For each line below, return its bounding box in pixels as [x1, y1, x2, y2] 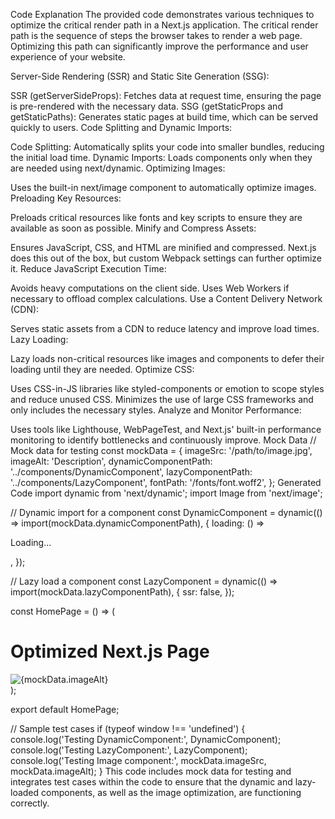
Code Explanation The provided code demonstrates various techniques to [10, 9, 315, 20]
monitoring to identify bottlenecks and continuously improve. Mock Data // [10, 434, 317, 446]
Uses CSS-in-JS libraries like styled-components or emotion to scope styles [10, 383, 325, 394]
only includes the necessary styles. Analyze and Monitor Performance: [10, 404, 302, 416]
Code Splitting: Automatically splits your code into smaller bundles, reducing [10, 141, 325, 153]
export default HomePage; [10, 703, 120, 715]
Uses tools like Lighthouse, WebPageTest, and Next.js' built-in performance [10, 424, 322, 435]
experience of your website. [10, 51, 126, 63]
